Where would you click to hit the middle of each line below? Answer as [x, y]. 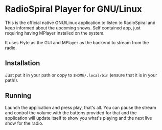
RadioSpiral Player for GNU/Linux [73, 9]
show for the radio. [24, 123]
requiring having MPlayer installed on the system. [55, 33]
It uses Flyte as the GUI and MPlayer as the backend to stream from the [77, 42]
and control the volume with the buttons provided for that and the [71, 113]
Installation [23, 63]
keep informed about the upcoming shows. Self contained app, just [73, 27]
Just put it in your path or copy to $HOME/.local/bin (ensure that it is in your [81, 75]
